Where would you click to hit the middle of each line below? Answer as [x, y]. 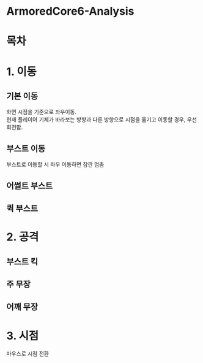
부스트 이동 [26, 148]
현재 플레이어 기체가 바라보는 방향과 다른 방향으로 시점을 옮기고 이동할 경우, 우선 [102, 120]
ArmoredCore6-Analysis [70, 11]
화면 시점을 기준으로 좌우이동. [42, 112]
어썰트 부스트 [30, 185]
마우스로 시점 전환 [28, 354]
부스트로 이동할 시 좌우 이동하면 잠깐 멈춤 [55, 164]
